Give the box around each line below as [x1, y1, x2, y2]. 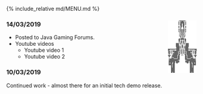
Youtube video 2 [24, 53, 65, 60]
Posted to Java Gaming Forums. [14, 34, 95, 41]
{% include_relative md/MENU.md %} [6, 5, 100, 12]
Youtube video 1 [24, 46, 65, 54]
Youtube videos [14, 40, 54, 48]
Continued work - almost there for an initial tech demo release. [6, 81, 163, 89]
